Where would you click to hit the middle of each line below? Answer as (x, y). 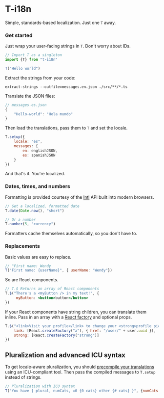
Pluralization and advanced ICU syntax (65, 355)
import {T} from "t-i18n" (31, 60)
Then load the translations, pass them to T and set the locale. (66, 128)
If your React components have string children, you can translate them (76, 312)
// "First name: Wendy (28, 266)
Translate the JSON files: (30, 96)
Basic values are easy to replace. (38, 257)
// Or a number (20, 219)
